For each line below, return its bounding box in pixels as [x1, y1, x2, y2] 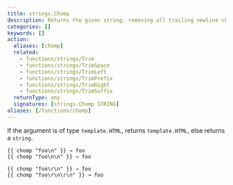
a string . [7, 134, 33, 142]
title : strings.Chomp [7, 10, 70, 17]
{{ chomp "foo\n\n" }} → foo [7, 153, 92, 160]
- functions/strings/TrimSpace [19, 62, 110, 69]
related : [13, 49, 39, 56]
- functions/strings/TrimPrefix [19, 74, 113, 82]
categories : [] [7, 23, 51, 30]
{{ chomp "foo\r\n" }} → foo [7, 165, 92, 172]
